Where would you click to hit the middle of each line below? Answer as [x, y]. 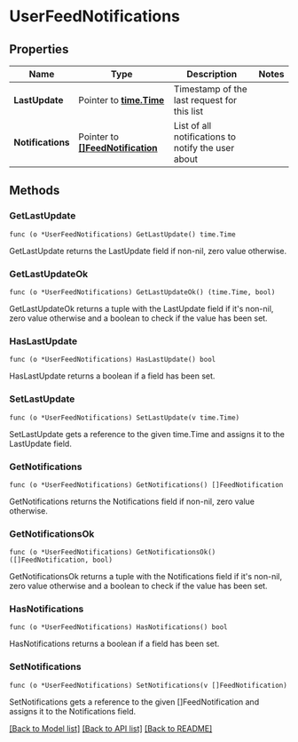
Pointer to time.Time [122, 100]
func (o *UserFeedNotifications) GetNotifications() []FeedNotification [146, 485]
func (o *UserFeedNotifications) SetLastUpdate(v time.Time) [125, 418]
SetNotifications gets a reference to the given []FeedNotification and [134, 702]
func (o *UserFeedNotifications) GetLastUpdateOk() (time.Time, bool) [142, 292]
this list [188, 111]
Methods [35, 191]
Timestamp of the [210, 89]
